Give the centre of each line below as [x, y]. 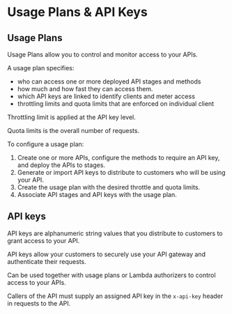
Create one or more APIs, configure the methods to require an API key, [118, 158]
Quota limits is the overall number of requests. [74, 131]
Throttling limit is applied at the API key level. [71, 117]
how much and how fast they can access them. [85, 89]
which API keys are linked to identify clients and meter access [106, 96]
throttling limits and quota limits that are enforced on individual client [116, 104]
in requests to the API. [39, 303]
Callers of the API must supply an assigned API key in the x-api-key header [115, 296]
